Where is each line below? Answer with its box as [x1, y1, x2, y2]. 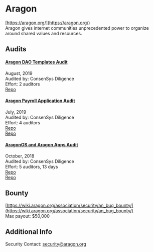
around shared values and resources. [5, 30, 82, 36]
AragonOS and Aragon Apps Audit [5, 142, 79, 148]
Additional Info [5, 227, 53, 236]
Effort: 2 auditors [5, 81, 40, 87]
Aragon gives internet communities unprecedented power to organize [5, 25, 149, 31]
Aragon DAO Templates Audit [5, 59, 68, 65]
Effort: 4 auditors [5, 119, 40, 126]
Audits [5, 45, 27, 53]
